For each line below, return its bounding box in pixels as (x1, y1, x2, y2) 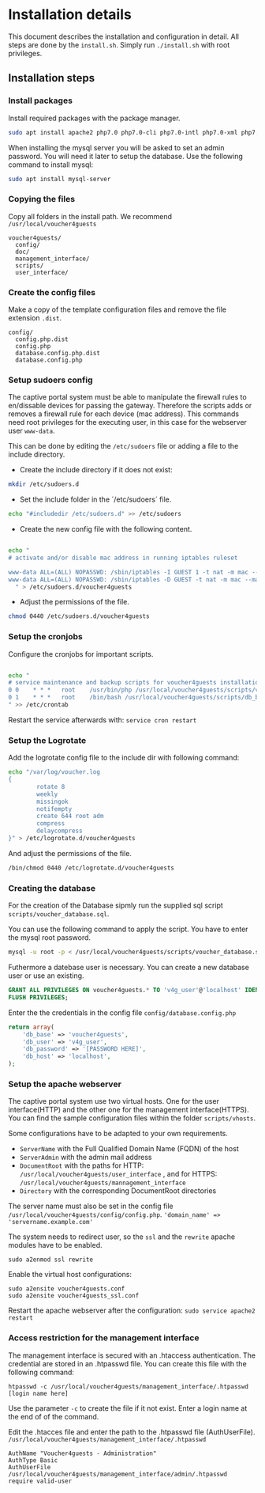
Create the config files (8, 286, 96, 297)
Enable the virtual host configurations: (8, 1270, 132, 1279)
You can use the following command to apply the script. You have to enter (8, 924, 248, 934)
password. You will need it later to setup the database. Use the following (8, 151, 243, 161)
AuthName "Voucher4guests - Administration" (8, 1449, 157, 1457)
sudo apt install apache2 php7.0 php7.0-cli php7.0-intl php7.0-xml (8, 128, 238, 136)
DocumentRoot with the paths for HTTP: (19, 1161, 144, 1170)
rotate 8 (36, 782, 65, 790)
